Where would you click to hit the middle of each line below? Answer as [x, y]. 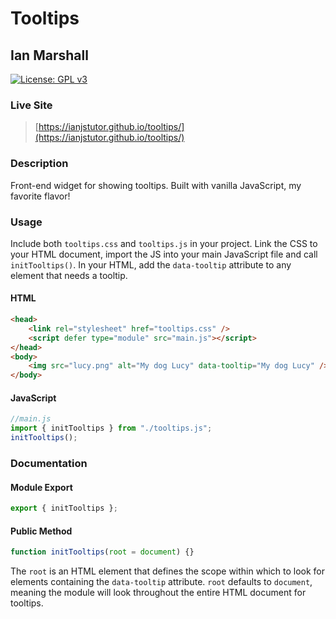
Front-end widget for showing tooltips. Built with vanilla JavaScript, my [156, 185]
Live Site [31, 105]
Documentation [49, 463]
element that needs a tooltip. [69, 275]
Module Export [41, 487]
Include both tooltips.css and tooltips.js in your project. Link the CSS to [164, 243]
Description [39, 164]
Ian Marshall [49, 55]
